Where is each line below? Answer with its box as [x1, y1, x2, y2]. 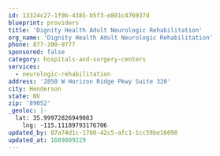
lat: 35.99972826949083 [15, 114, 93, 122]
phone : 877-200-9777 [8, 41, 76, 49]
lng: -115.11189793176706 [22, 121, 108, 129]
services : [8, 63, 41, 71]
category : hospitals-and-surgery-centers [8, 56, 147, 64]
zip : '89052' [8, 99, 51, 107]
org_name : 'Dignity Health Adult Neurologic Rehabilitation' [8, 33, 214, 42]
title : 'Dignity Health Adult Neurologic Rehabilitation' [8, 26, 203, 34]
